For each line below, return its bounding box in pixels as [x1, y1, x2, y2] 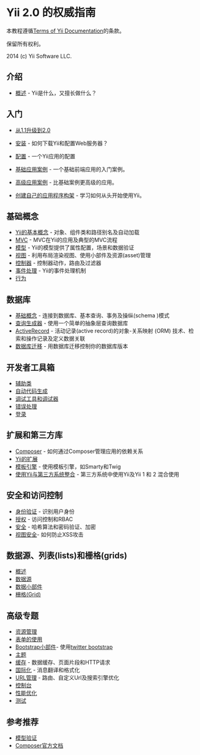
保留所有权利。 [6, 40, 44, 47]
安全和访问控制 [6, 490, 63, 501]
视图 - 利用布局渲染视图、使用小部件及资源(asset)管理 [15, 252, 151, 259]
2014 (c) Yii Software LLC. [6, 52, 72, 60]
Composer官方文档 [15, 742, 64, 749]
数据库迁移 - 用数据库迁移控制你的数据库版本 [15, 343, 128, 350]
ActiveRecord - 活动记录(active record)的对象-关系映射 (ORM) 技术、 [15, 327, 189, 335]
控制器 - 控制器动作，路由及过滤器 [15, 259, 102, 267]
